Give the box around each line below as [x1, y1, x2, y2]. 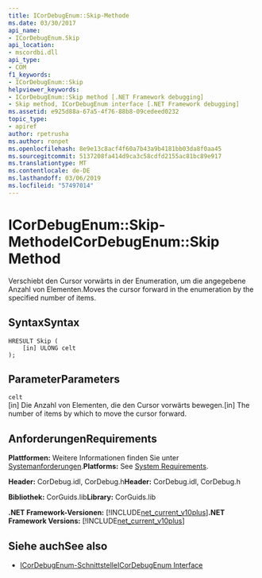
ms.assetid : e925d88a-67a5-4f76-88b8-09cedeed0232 [8, 108, 179, 116]
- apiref [8, 122, 37, 130]
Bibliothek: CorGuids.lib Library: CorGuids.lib [8, 492, 156, 502]
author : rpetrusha [8, 130, 69, 138]
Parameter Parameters [8, 372, 121, 386]
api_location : [8, 41, 56, 49]
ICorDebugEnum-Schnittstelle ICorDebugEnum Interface [19, 560, 203, 569]
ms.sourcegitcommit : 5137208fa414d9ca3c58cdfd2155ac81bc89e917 [8, 152, 222, 160]
